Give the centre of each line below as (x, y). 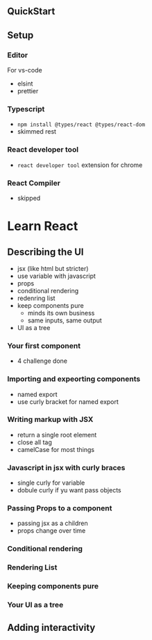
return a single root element (57, 435)
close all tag (34, 442)
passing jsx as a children (52, 523)
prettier (28, 91)
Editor (18, 55)
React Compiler (34, 182)
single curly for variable (51, 483)
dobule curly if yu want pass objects (69, 490)
